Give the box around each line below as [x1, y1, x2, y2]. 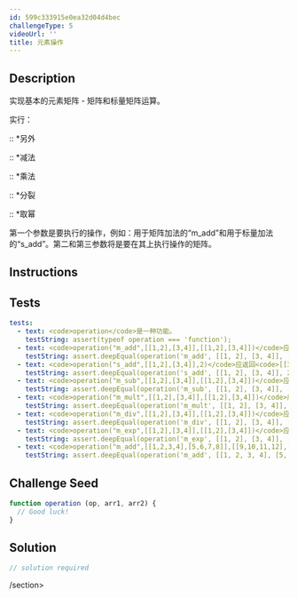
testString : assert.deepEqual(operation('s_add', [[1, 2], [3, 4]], [25, 368, 284, 378]
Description [9, 70, 75, 85]
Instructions [9, 265, 78, 280]
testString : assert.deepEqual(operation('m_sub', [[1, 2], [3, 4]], [25, 385, 284, 394]
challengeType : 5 [9, 21, 74, 30]
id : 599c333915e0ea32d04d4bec [9, 12, 122, 22]
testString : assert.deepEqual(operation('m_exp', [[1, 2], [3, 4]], [25, 435, 284, 443]
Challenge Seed [9, 475, 99, 490]
